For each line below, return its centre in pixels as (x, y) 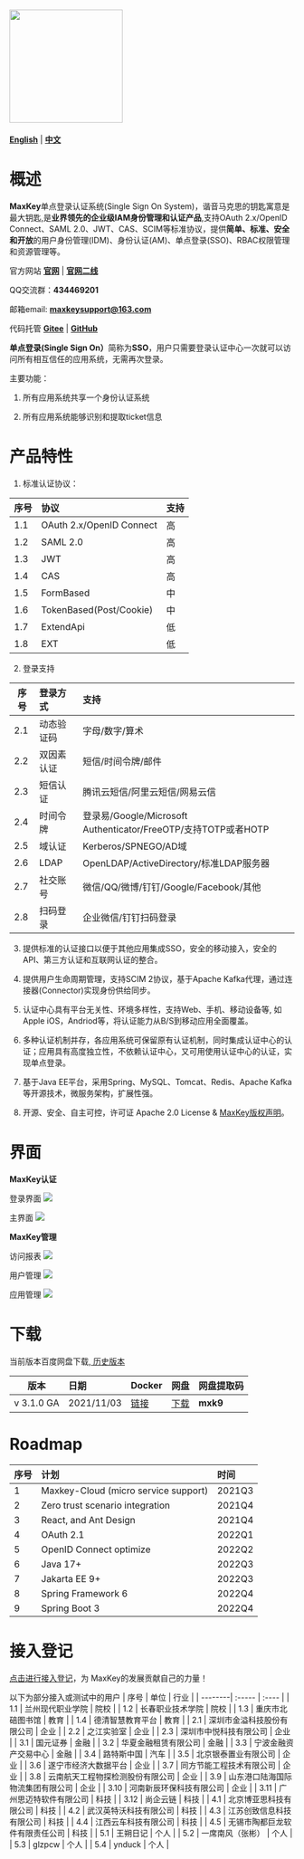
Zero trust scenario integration (105, 1505)
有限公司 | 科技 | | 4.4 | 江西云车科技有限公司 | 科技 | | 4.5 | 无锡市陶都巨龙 (147, 1821)
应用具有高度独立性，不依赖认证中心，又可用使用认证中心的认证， (161, 1051)
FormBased (66, 593)
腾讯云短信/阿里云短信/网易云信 (150, 792)
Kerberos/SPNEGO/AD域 (135, 846)
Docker (147, 1385)
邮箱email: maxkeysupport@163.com (81, 309)
